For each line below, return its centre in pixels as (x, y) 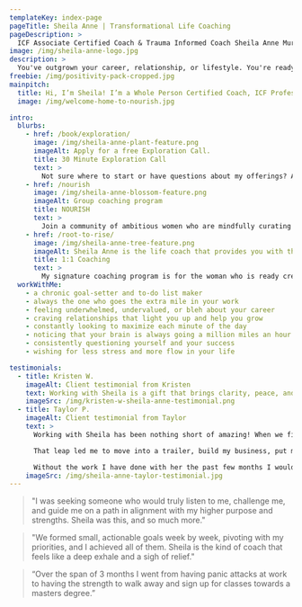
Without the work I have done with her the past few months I (152, 467)
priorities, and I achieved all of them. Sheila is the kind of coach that (157, 547)
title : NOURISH (62, 210)
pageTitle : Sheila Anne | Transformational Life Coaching (120, 26)
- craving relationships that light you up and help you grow (144, 318)
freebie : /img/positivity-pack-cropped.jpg (92, 76)
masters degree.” (63, 594)
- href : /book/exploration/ (78, 134)
